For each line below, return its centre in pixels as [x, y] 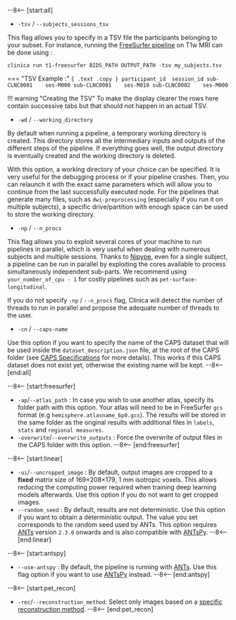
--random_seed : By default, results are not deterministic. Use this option [121, 510]
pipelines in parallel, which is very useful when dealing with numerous [109, 249]
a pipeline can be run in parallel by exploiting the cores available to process [117, 264]
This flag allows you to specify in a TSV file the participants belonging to [112, 37]
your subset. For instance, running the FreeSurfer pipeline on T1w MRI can [115, 45]
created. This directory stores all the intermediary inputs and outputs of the [116, 141]
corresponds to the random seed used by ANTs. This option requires [117, 524]
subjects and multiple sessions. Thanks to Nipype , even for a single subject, [117, 256]
